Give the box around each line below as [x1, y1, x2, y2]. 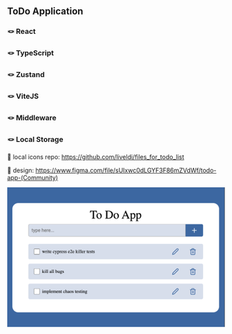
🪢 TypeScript [7, 48, 54, 58]
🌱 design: [7, 166, 35, 175]
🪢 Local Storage [7, 134, 64, 144]
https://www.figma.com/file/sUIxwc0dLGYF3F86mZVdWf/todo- [35, 166, 217, 175]
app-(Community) [7, 174, 59, 182]
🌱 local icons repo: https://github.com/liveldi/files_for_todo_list [7, 153, 184, 161]
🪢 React [7, 27, 36, 37]
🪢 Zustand [7, 70, 45, 80]
